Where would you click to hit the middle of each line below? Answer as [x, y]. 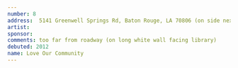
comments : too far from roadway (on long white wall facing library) [112, 40]
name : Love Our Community [45, 54]
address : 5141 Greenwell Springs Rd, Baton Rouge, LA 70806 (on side [114, 21]
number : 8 [22, 14]
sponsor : [20, 34]
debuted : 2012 [28, 47]
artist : [19, 27]
